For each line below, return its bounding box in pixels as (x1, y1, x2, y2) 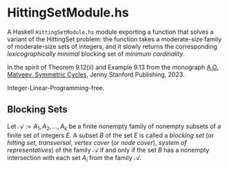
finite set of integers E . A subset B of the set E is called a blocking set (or (7, 131, 215, 139)
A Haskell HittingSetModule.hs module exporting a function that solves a (7, 28, 214, 36)
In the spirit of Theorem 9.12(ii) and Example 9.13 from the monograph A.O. (7, 63, 219, 71)
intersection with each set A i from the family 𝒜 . (7, 153, 142, 163)
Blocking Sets (7, 103, 68, 115)
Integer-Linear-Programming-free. (7, 83, 105, 92)
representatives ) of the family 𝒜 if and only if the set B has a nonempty (7, 146, 210, 154)
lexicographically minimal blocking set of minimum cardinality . (7, 50, 185, 58)
